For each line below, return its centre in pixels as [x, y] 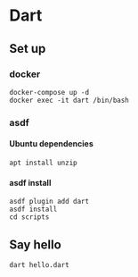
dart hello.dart [39, 265]
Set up [28, 49]
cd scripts [29, 217]
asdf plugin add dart [49, 202]
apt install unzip [43, 163]
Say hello [36, 244]
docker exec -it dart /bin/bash [69, 100]
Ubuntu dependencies [51, 144]
